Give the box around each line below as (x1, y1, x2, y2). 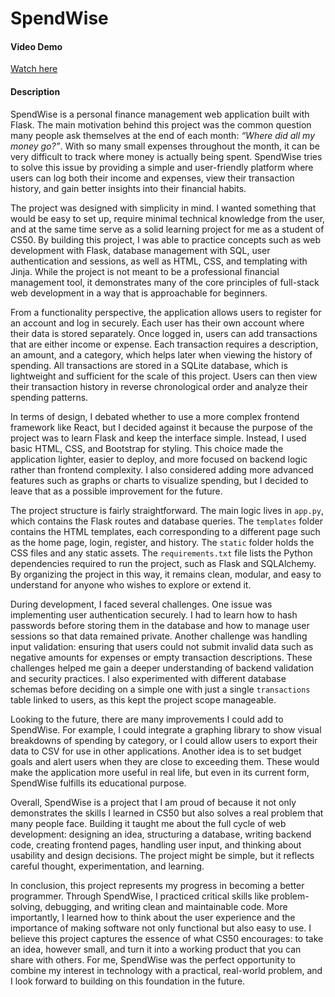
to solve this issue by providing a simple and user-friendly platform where (10, 161, 314, 173)
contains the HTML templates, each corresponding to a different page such (10, 525, 321, 537)
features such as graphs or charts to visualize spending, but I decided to (10, 474, 309, 486)
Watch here (10, 63, 58, 75)
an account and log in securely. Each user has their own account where (10, 317, 305, 329)
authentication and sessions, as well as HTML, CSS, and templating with (10, 255, 308, 267)
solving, (10, 900, 43, 912)
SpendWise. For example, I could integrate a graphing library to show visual (10, 723, 322, 736)
